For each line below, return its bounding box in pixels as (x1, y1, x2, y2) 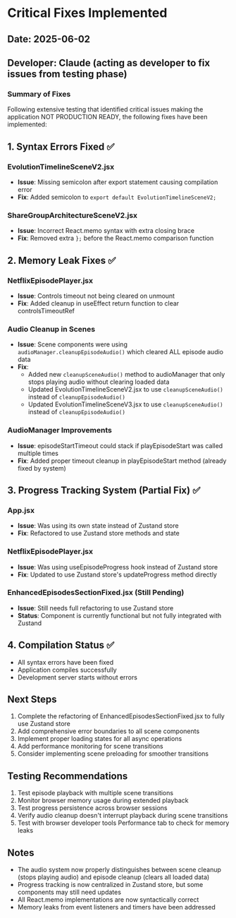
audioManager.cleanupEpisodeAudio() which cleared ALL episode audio (17, 348, 224, 356)
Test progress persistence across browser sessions (17, 804, 168, 812)
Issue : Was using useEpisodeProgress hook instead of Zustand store (17, 562, 218, 571)
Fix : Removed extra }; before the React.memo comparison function (17, 234, 214, 243)
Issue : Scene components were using (17, 340, 128, 349)
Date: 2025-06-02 (7, 33, 90, 45)
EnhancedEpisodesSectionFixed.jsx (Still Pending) (7, 588, 185, 598)
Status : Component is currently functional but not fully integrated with (17, 611, 222, 620)
